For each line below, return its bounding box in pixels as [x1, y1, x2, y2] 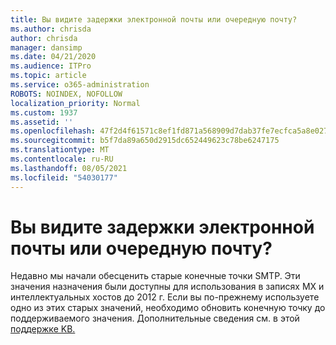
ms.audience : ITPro [10, 61, 92, 71]
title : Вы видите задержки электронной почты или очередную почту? [10, 14, 298, 25]
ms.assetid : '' [10, 117, 74, 127]
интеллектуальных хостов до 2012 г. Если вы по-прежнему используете [10, 291, 320, 303]
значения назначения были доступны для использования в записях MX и [10, 281, 325, 293]
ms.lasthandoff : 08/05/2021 [10, 163, 128, 173]
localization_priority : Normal [10, 98, 141, 108]
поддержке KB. [10, 323, 76, 335]
